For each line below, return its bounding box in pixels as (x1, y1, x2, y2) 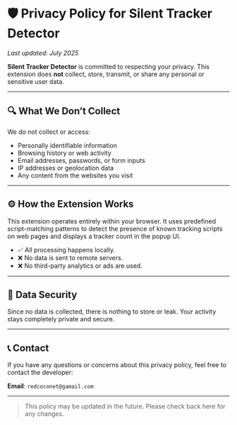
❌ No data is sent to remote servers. (17, 253, 123, 261)
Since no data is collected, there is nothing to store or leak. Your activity (7, 307, 217, 316)
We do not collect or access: (7, 128, 90, 136)
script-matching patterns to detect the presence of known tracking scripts (7, 224, 224, 233)
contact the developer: (7, 368, 73, 377)
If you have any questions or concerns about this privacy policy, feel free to (7, 361, 227, 369)
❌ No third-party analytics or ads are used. (17, 261, 142, 270)
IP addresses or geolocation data (17, 164, 114, 172)
